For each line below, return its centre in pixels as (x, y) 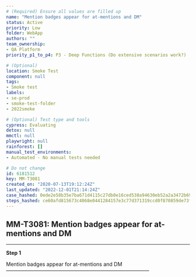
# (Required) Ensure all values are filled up (64, 11)
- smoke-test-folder (31, 103)
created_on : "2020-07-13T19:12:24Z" (50, 185)
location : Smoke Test (32, 71)
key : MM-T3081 (23, 179)
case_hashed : (22, 195)
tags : (13, 82)
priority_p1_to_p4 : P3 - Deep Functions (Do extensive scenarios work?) (96, 55)
